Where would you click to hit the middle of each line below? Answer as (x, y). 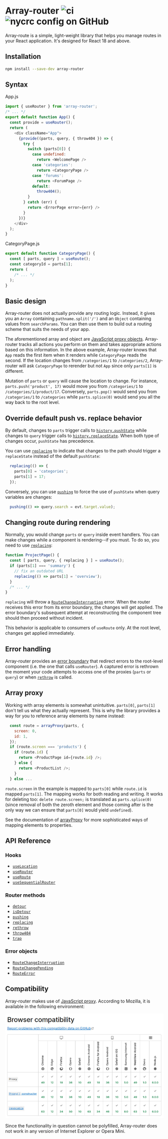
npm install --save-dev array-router (45, 69)
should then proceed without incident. (44, 618)
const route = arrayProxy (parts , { (47, 725)
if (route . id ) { (31, 752)
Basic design (26, 301)
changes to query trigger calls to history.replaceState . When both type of (82, 436)
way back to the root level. (33, 403)
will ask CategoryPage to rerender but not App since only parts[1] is (88, 366)
